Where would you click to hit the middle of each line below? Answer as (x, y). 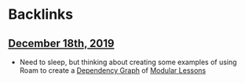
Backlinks (41, 14)
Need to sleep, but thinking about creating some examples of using (128, 62)
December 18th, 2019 (61, 43)
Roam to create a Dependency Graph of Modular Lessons (113, 70)
